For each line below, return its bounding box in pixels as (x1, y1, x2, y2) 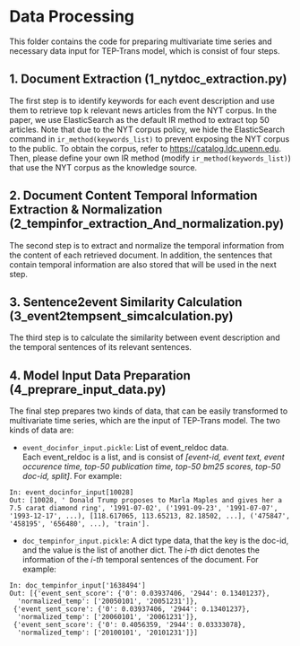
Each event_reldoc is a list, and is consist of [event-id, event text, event (21, 451, 285, 463)
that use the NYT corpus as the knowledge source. (9, 161, 198, 172)
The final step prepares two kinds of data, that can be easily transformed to (9, 406, 288, 416)
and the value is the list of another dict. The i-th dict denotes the (21, 545, 260, 555)
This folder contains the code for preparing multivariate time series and (9, 36, 272, 47)
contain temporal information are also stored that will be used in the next (9, 258, 277, 270)
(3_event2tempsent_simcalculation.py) (9, 308, 234, 324)
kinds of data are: (9, 424, 74, 436)
